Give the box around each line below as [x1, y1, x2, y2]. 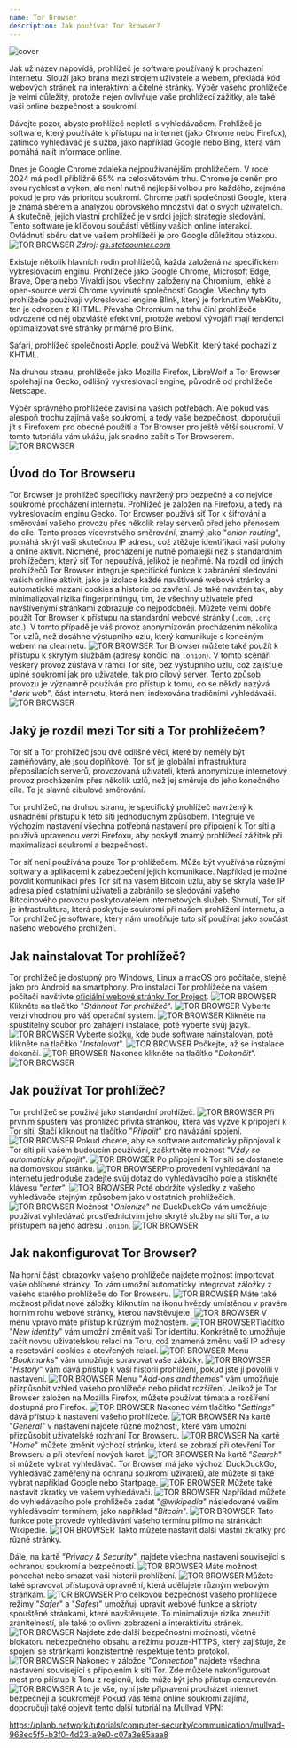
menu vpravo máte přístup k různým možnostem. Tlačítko [9, 1317, 285, 1327]
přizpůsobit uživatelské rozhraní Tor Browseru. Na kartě [9, 1430, 280, 1440]
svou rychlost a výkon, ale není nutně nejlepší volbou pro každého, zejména [9, 182, 286, 193]
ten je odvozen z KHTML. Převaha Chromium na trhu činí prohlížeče [9, 303, 257, 314]
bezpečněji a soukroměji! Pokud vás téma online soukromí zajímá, [9, 1693, 250, 1704]
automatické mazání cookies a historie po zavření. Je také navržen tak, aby [9, 584, 284, 595]
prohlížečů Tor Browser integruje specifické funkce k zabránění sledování [9, 565, 277, 576]
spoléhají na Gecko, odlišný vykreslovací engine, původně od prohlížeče [9, 375, 273, 387]
